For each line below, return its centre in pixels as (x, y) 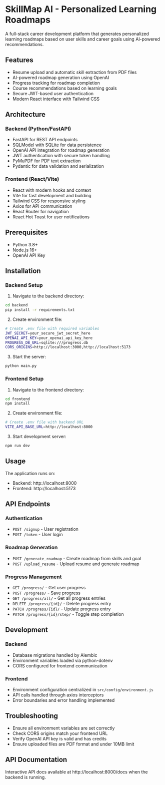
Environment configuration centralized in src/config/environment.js (83, 689)
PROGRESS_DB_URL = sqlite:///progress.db (47, 342)
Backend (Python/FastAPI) (38, 129)
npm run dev (17, 446)
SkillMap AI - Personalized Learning (81, 9)
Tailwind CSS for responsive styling (49, 201)
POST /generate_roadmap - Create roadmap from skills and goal (77, 558)
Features (19, 60)
